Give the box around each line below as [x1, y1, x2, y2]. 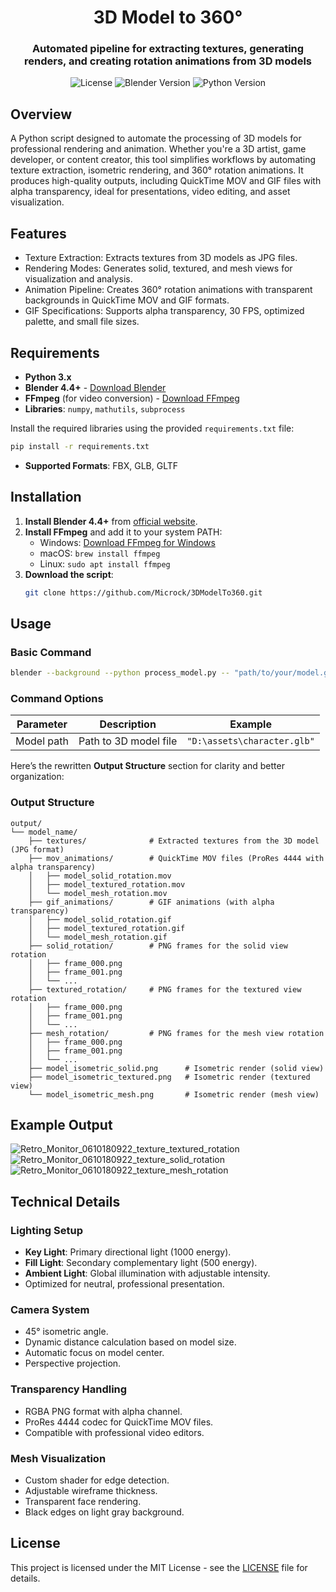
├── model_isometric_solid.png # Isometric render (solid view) [28, 1063, 325, 1073]
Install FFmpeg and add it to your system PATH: [24, 526, 223, 538]
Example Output [10, 1117, 113, 1134]
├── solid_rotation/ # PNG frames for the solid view [28, 941, 288, 951]
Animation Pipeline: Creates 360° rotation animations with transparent [24, 284, 313, 296]
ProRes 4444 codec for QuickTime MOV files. [24, 1416, 214, 1428]
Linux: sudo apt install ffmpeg [39, 557, 171, 570]
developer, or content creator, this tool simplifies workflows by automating [10, 154, 317, 166]
